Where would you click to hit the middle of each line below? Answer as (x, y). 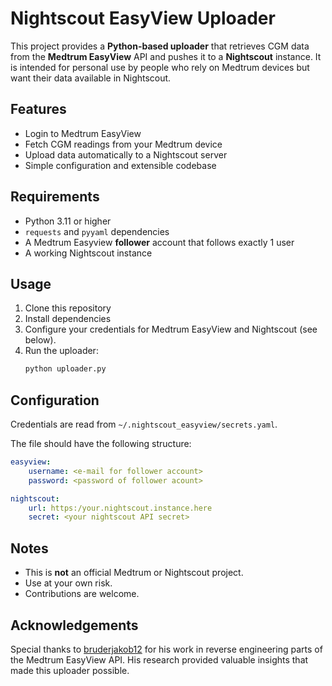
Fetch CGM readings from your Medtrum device (123, 144)
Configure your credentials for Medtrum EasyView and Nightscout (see (171, 329)
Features (38, 109)
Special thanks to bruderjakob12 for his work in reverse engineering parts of (166, 649)
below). (40, 340)
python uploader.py (65, 369)
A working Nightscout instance (88, 253)
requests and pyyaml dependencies (97, 231)
